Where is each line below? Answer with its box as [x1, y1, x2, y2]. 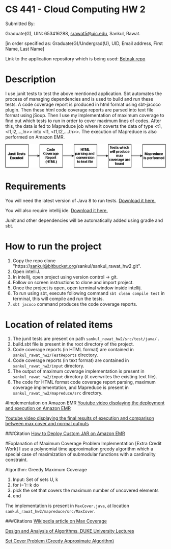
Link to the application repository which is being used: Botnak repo [5, 55, 146, 62]
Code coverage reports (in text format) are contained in [12, 357, 129, 363]
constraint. [5, 456, 28, 463]
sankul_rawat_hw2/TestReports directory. [12, 352, 98, 358]
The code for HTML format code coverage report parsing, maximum [12, 379, 156, 385]
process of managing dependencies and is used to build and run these [5, 96, 154, 102]
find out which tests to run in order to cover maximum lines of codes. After [5, 118, 161, 124]
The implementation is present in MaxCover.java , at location [5, 502, 130, 509]
